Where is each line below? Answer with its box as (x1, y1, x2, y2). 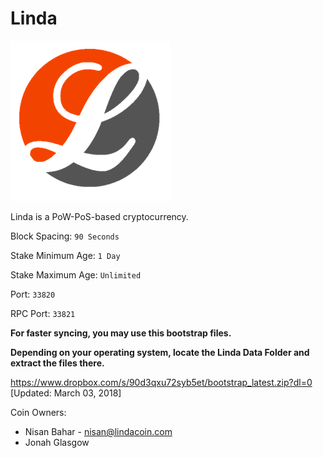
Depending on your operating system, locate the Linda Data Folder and (10, 346, 310, 358)
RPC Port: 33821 (10, 307, 76, 319)
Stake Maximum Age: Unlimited (10, 268, 142, 281)
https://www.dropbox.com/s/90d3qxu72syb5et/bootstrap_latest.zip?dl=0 (10, 376, 313, 388)
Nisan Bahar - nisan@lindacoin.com (24, 425, 173, 437)
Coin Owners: (10, 406, 67, 418)
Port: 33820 (10, 288, 56, 300)
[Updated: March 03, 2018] (10, 387, 122, 399)
